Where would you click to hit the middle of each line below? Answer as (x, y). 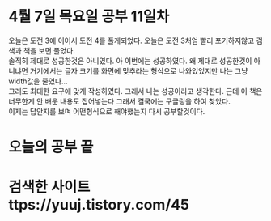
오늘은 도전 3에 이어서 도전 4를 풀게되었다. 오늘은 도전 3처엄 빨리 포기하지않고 (131, 40)
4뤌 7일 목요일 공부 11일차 (89, 17)
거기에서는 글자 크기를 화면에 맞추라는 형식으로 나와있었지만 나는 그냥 (139, 70)
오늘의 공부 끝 (51, 147)
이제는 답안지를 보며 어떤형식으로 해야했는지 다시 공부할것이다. (107, 111)
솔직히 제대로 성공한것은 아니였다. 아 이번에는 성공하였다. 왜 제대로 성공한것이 (130, 61)
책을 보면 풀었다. (49, 50)
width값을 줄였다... (38, 81)
